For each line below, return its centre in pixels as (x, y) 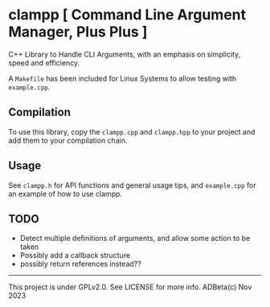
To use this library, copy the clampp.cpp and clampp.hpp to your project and (132, 131)
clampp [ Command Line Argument (127, 15)
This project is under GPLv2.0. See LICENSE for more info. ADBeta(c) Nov (130, 287)
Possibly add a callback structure (75, 255)
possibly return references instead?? (81, 264)
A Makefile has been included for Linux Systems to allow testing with (123, 78)
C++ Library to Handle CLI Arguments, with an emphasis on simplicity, (125, 54)
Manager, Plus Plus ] (78, 32)
